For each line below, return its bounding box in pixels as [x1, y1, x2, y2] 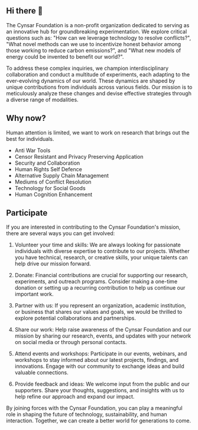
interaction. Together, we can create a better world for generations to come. [6, 417, 191, 424]
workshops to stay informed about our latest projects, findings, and [14, 357, 179, 364]
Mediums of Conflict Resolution [14, 178, 92, 185]
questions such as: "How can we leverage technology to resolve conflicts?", [6, 34, 191, 41]
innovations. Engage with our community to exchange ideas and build [14, 362, 184, 370]
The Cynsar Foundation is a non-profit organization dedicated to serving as [6, 21, 190, 28]
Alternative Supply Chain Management [14, 172, 109, 179]
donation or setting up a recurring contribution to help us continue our [14, 284, 186, 291]
